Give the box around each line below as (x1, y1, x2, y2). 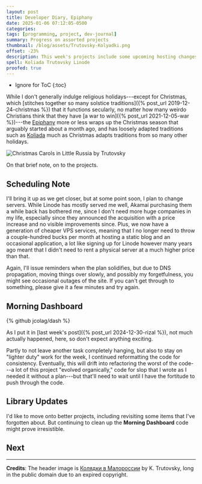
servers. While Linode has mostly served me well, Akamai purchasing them (6, 202, 192, 209)
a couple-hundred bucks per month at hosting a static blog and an (6, 234, 171, 241)
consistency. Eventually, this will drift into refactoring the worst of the (6, 360, 177, 367)
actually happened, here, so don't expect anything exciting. (6, 336, 153, 342)
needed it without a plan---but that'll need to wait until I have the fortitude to (6, 372, 195, 380)
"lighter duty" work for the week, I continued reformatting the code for (6, 354, 180, 360)
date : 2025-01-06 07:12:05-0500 (6, 20, 87, 26)
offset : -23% (6, 48, 39, 54)
